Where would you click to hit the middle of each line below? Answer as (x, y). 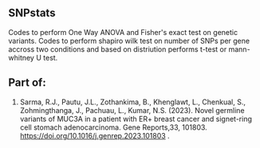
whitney (21, 57)
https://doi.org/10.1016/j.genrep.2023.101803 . (95, 135)
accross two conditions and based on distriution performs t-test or (118, 49)
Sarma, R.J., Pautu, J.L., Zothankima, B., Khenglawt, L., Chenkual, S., (132, 102)
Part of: (27, 83)
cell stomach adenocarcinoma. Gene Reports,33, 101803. (113, 127)
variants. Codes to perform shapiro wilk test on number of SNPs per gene (129, 41)
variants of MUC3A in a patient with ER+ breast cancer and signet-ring (136, 119)
